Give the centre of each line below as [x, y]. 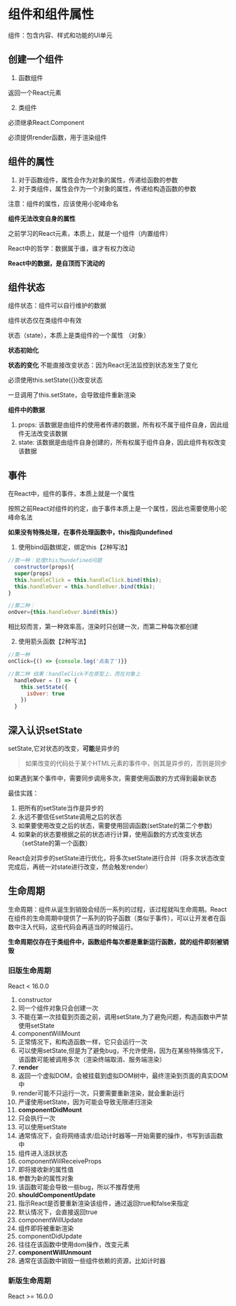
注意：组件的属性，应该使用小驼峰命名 [63, 204]
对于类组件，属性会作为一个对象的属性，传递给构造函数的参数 [107, 188]
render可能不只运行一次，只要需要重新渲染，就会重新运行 [101, 1093]
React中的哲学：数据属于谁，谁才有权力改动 [71, 248]
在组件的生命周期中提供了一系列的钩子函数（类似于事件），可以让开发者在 [114, 918]
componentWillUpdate [50, 1220]
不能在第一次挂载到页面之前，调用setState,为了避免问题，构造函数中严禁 [123, 1017]
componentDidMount [50, 1110]
